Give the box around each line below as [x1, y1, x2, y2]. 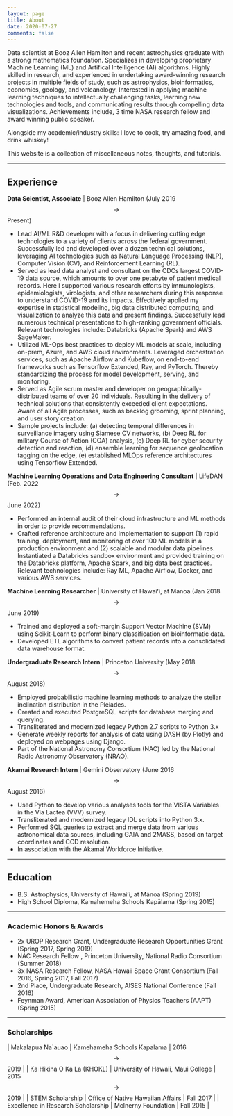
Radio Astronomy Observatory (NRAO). [17, 752, 130, 761]
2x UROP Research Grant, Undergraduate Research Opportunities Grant [17, 937, 223, 946]
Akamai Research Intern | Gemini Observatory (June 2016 [7, 766, 175, 774]
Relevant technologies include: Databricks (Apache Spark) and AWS [17, 326, 212, 334]
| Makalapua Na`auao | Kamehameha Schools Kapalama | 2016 [7, 1043, 187, 1051]
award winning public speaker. [7, 115, 95, 124]
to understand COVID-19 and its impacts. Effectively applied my [17, 296, 199, 304]
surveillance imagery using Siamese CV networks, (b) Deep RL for [17, 429, 207, 438]
